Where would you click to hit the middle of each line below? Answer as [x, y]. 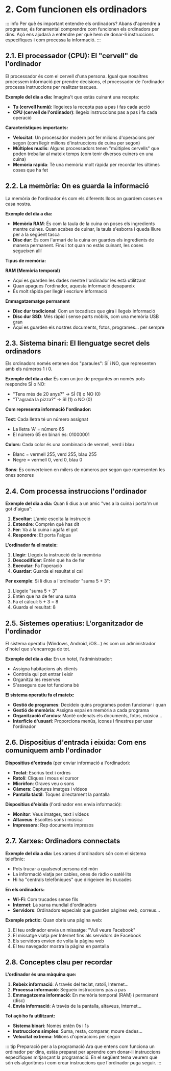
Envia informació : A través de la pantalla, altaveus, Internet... [77, 1006]
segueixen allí [27, 251]
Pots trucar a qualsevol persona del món [55, 868]
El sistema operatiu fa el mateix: [40, 695]
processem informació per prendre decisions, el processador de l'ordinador [85, 81]
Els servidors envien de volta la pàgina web [58, 941]
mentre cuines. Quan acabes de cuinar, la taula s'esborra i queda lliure [87, 229]
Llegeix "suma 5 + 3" [35, 591]
